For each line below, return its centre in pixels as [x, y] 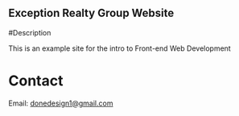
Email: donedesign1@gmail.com [61, 103]
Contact [36, 81]
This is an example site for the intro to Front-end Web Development [119, 48]
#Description [30, 32]
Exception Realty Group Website [91, 13]
